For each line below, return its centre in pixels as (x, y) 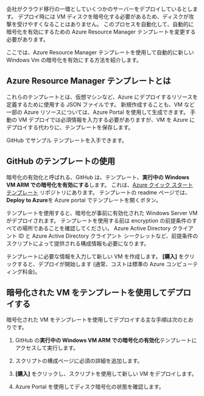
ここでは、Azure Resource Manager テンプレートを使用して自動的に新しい (100, 52)
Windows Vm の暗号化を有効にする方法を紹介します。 (74, 60)
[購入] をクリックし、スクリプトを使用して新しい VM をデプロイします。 (106, 374)
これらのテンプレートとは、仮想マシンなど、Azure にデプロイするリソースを (102, 97)
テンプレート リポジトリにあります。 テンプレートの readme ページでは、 (98, 192)
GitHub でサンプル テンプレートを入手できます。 (67, 140)
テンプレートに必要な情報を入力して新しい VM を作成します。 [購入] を (95, 256)
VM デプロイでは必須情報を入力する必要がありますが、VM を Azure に (106, 119)
